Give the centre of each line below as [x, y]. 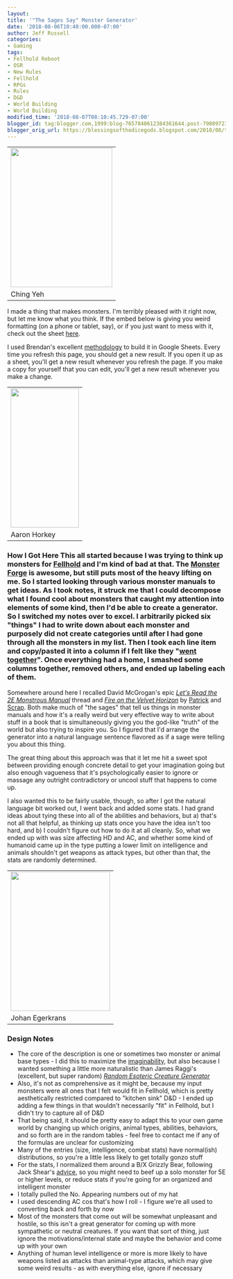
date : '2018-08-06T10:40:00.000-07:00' [65, 26]
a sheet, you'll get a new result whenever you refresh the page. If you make [115, 362]
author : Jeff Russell [38, 33]
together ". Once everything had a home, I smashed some [105, 660]
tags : [15, 53]
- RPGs [17, 85]
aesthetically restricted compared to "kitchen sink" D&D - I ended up [115, 1098]
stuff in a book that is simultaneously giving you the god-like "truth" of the [113, 722]
